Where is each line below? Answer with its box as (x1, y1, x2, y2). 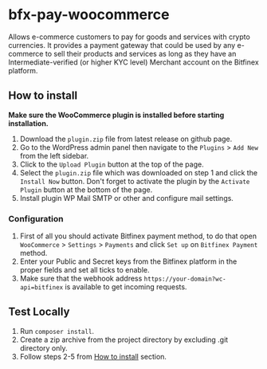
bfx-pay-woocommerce (8, 6, 170, 24)
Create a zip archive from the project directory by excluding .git (19, 335, 229, 344)
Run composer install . (19, 326, 94, 336)
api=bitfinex (19, 284, 64, 292)
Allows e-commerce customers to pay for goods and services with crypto (8, 32, 251, 41)
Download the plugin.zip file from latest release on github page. (19, 134, 233, 143)
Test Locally (8, 305, 70, 319)
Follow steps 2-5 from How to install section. (19, 351, 167, 361)
